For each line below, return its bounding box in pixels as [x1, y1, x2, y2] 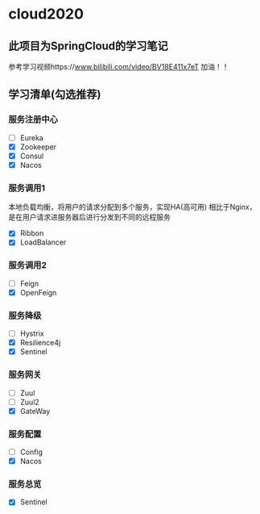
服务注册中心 [8, 114, 59, 125]
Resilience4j [19, 338, 61, 348]
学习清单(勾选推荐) [8, 88, 101, 102]
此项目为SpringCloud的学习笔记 [8, 39, 169, 52]
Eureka [19, 132, 44, 142]
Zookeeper [19, 142, 57, 152]
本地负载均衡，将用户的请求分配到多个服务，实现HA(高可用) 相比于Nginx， [8, 203, 257, 212]
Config [19, 447, 43, 457]
